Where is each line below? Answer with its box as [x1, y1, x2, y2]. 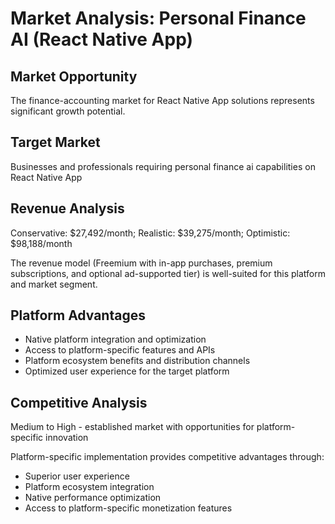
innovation [45, 432, 89, 444]
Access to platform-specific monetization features [24, 502, 233, 514]
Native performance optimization [24, 492, 162, 504]
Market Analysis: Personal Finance [10, 7, 307, 30]
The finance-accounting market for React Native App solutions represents [10, 95, 315, 106]
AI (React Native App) [10, 28, 194, 51]
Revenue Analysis [10, 200, 125, 217]
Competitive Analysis [10, 394, 148, 411]
